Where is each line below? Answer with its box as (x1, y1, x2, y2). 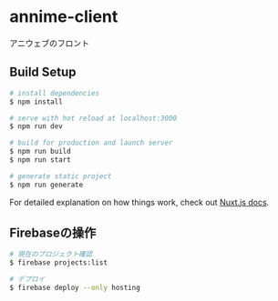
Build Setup (9, 65, 77, 80)
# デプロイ (9, 275, 46, 284)
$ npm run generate (9, 180, 84, 189)
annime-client (9, 6, 118, 27)
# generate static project (9, 171, 112, 181)
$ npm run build (9, 147, 71, 156)
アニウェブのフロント (9, 37, 89, 48)
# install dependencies (9, 88, 100, 97)
